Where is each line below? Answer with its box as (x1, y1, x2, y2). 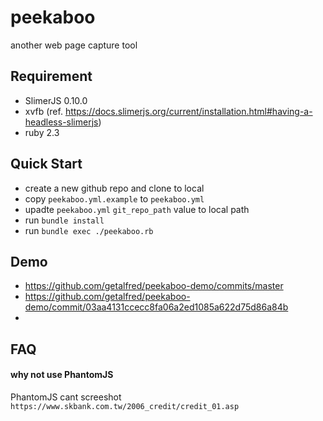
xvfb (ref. (24, 105, 63, 117)
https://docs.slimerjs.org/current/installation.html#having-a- (64, 105, 313, 117)
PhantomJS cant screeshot (10, 391, 122, 403)
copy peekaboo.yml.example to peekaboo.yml (24, 192, 205, 205)
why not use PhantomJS (10, 369, 114, 381)
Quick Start (10, 156, 83, 173)
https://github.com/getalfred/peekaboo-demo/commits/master (24, 280, 284, 292)
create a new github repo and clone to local (24, 182, 205, 194)
